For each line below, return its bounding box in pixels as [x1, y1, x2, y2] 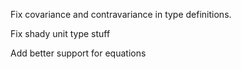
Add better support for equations [10, 47, 147, 59]
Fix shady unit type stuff [10, 28, 111, 39]
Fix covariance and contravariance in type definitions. [10, 9, 232, 20]
